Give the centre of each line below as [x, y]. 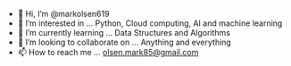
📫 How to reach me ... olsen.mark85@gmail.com [108, 52]
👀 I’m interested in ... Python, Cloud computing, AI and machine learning [150, 23]
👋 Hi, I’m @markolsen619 [63, 14]
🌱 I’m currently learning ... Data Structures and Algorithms [124, 33]
